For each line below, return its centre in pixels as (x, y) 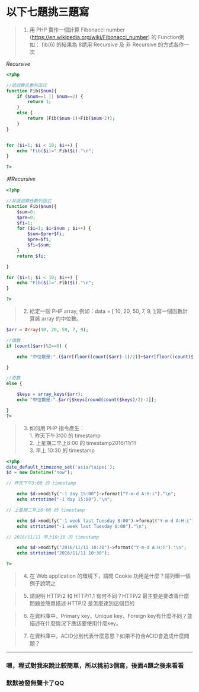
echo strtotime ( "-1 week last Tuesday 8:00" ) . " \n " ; (82, 526)
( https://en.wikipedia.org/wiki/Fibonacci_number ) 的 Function (104, 37)
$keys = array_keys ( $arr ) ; (50, 395)
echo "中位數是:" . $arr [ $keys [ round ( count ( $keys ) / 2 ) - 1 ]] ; (87, 400)
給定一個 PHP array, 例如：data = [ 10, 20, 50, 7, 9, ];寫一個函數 (106, 311)
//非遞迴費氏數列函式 (29, 201)
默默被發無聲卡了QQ (35, 683)
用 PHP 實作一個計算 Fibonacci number (77, 30)
